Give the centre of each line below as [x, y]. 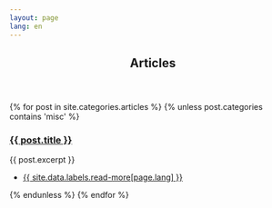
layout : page [34, 18]
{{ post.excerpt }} [42, 160]
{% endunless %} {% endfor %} [69, 195]
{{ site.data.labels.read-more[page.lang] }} [103, 177]
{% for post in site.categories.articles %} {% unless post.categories [136, 106]
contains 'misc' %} [45, 116]
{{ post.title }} [41, 140]
